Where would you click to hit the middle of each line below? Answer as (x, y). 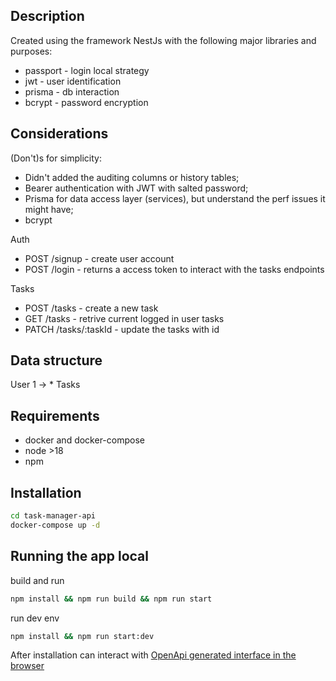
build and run (37, 580)
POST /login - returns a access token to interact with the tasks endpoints (174, 269)
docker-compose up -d (55, 525)
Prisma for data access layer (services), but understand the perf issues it (175, 198)
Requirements (55, 415)
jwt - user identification (73, 81)
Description (47, 16)
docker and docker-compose (84, 440)
